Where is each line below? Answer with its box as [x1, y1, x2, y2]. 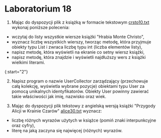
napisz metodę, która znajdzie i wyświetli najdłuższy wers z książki [11, 54, 146, 60]
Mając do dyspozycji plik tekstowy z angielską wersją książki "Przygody [11, 103, 156, 109]
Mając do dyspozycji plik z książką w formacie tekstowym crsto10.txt [11, 19, 150, 25]
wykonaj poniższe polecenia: [11, 24, 70, 30]
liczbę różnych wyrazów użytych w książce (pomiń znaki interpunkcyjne [11, 117, 156, 123]
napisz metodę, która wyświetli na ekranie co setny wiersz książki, [11, 49, 145, 55]
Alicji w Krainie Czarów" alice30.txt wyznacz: [11, 108, 102, 114]
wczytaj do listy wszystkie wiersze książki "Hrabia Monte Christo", [11, 34, 145, 40]
